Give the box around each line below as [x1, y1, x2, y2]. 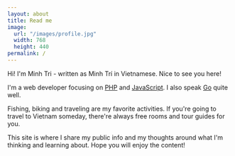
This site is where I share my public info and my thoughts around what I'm [7, 133, 224, 142]
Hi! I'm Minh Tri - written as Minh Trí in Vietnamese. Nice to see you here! [7, 69, 222, 78]
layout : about [7, 10, 50, 18]
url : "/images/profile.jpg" [13, 30, 97, 38]
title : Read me [7, 17, 53, 24]
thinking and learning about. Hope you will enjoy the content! [7, 140, 186, 149]
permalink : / [7, 50, 46, 57]
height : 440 [13, 43, 50, 50]
